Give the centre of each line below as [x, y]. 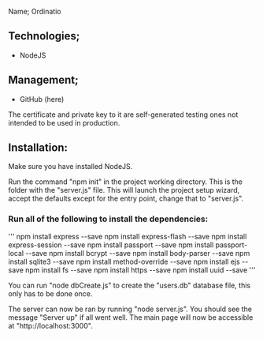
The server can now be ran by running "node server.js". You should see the [130, 309]
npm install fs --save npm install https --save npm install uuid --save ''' [140, 270]
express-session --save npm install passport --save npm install [111, 245]
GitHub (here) [42, 99]
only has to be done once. [50, 293]
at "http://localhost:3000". [50, 325]
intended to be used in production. [64, 122]
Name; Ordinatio [35, 11]
